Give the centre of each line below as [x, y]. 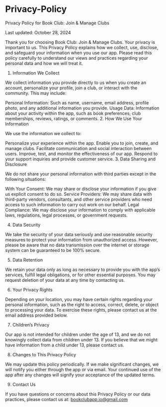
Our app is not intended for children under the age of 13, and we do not [78, 334]
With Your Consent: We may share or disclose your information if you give [81, 189]
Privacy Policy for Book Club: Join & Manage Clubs [57, 23]
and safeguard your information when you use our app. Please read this [79, 53]
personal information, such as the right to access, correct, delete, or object [82, 305]
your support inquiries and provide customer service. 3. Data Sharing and [80, 159]
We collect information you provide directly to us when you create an [76, 82]
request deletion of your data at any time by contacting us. [65, 280]
